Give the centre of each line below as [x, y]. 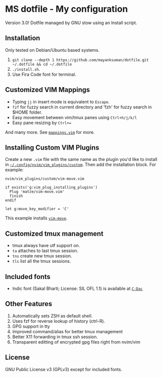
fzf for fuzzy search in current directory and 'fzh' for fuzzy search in [82, 107]
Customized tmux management [54, 234]
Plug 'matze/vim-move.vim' [37, 192]
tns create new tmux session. [42, 256]
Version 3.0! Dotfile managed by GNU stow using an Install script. [71, 23]
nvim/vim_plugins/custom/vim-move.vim [45, 179]
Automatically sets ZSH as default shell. [52, 315]
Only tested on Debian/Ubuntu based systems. [52, 50]
